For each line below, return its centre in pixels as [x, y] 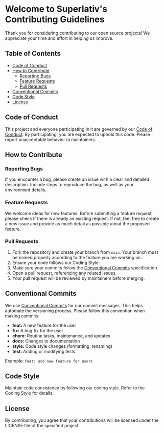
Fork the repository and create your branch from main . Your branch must [85, 252]
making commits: [23, 316]
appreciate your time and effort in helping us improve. [59, 38]
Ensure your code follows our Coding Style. [56, 263]
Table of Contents [33, 54]
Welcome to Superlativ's [56, 9]
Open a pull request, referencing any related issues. [64, 273]
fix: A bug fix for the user [38, 330]
